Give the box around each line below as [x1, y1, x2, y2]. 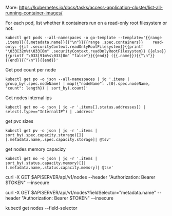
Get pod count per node [5, 67, 56, 73]
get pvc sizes [5, 118, 33, 124]
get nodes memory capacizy [5, 146, 66, 152]
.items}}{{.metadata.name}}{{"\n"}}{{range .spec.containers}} [5, 40, 144, 45]
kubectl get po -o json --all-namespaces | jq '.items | [5, 77, 130, 82]
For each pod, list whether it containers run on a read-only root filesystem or [5, 20, 167, 26]
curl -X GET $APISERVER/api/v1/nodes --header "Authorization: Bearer [5, 174, 156, 180]
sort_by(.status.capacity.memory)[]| [5, 160, 86, 166]
